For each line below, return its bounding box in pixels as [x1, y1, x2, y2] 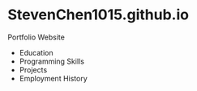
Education [19, 48, 54, 57]
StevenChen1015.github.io [7, 6, 190, 24]
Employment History [19, 73, 88, 83]
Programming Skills [19, 56, 84, 66]
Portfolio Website [7, 32, 66, 42]
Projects [19, 64, 48, 74]
